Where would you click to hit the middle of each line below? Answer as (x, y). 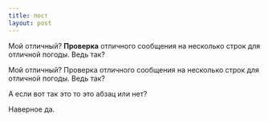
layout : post (30, 23)
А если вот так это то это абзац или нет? (78, 93)
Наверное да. (32, 109)
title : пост (28, 16)
